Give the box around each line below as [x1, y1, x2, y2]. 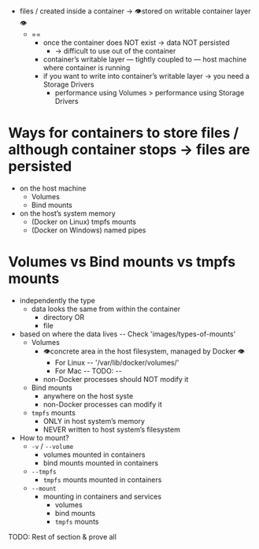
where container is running [43, 63, 131, 72]
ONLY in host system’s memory [43, 416, 146, 425]
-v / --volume [31, 441, 74, 451]
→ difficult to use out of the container [54, 46, 176, 55]
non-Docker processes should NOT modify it [43, 374, 189, 384]
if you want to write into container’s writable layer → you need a [43, 72, 250, 80]
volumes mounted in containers [43, 450, 146, 459]
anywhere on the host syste [43, 391, 134, 400]
